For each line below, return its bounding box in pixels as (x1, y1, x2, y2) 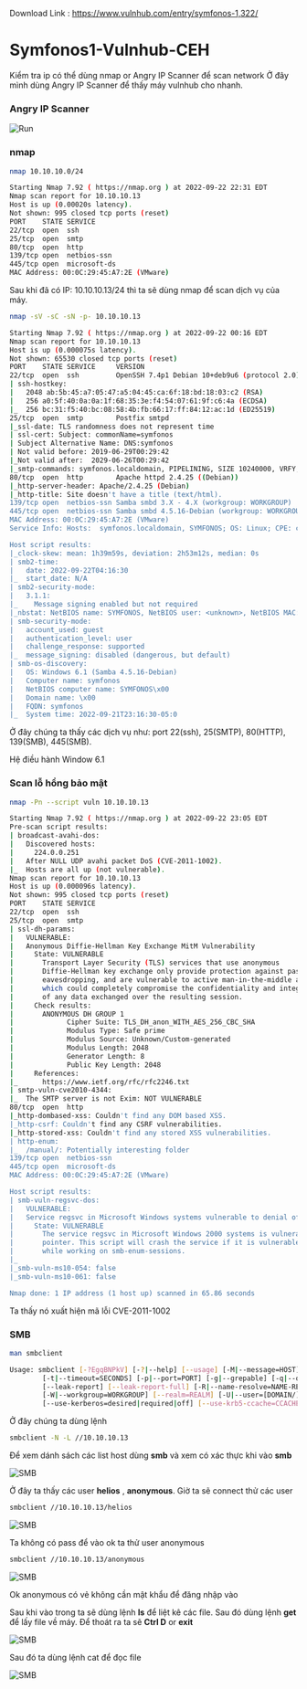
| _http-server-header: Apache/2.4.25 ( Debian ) (9, 481, 190, 491)
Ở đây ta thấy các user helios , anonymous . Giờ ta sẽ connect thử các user (9, 1485, 293, 1496)
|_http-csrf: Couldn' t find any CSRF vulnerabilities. (9, 1119, 223, 1129)
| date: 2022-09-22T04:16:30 (9, 565, 129, 575)
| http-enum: (9, 1136, 59, 1145)
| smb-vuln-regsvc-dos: (9, 1196, 101, 1205)
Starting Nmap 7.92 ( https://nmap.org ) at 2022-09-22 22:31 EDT (9, 183, 268, 193)
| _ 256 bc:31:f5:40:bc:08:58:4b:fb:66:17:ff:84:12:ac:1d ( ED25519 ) (9, 405, 276, 414)
